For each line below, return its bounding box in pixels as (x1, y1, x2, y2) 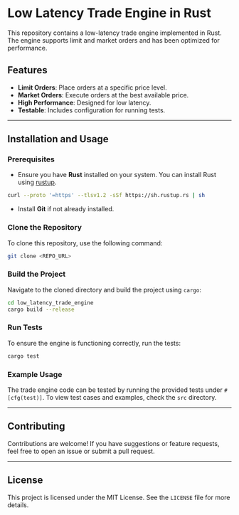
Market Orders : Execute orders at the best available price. (17, 90, 189, 99)
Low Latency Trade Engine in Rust (7, 5, 211, 21)
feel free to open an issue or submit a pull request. (7, 447, 155, 455)
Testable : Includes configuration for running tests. (17, 105, 166, 115)
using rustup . (17, 178, 57, 186)
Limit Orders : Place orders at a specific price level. (17, 83, 167, 92)
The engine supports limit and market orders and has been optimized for (7, 36, 221, 44)
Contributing (7, 420, 65, 432)
